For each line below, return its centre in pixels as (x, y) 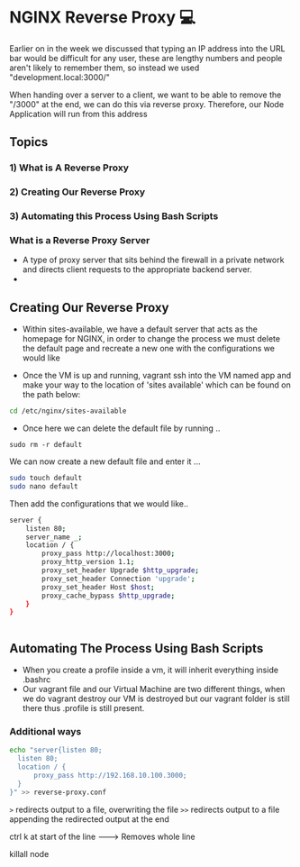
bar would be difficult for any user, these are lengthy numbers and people (146, 58)
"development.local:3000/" (60, 77)
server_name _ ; (54, 537)
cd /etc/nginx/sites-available (68, 411)
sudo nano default (44, 486)
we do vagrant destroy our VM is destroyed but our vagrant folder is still (156, 698)
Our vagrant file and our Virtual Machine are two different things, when (154, 689)
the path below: (51, 395)
